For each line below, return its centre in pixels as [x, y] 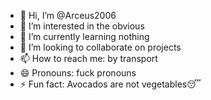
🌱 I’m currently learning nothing [84, 36]
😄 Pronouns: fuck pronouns [78, 73]
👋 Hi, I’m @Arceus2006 [68, 15]
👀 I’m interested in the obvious [82, 26]
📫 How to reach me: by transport [88, 58]
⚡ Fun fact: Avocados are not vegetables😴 [110, 84]
